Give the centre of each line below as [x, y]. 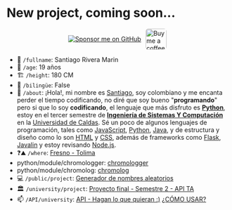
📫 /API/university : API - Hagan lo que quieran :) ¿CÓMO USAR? [111, 199]
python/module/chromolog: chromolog [73, 170]
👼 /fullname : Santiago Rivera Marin [67, 59]
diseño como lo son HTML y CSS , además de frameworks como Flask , [119, 137]
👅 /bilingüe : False [44, 85]
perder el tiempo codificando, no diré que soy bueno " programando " [117, 100]
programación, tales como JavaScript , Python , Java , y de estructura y [118, 130]
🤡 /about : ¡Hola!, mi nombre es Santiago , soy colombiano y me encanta [120, 92]
